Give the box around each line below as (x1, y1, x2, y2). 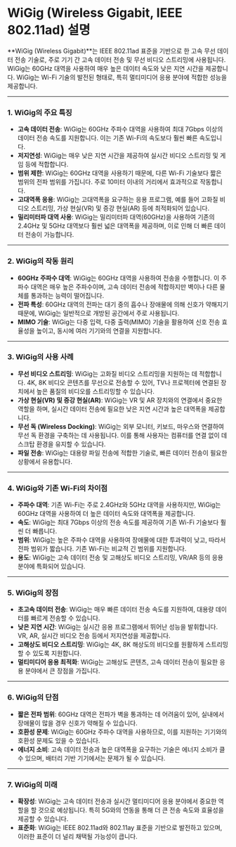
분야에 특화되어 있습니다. (17, 562, 86, 571)
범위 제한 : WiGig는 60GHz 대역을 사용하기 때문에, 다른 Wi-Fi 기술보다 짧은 (17, 169, 222, 177)
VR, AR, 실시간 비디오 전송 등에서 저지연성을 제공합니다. (17, 631, 171, 640)
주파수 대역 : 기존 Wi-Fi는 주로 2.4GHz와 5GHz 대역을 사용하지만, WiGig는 (17, 500, 221, 509)
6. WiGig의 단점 (7, 692, 59, 702)
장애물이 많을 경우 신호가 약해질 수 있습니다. (17, 718, 138, 727)
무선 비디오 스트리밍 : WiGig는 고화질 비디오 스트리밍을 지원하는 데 (17, 369, 198, 377)
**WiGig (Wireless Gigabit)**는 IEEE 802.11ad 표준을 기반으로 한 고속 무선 (7, 46, 216, 55)
